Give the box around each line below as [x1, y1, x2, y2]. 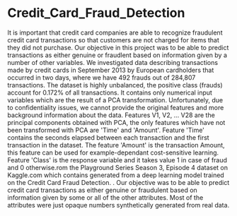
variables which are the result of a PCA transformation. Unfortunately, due [7, 95, 224, 104]
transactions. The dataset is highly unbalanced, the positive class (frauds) [7, 80, 223, 89]
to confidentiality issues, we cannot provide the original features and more [7, 103, 224, 112]
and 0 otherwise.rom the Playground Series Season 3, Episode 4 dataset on [7, 163, 229, 172]
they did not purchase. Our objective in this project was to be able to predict [7, 43, 229, 52]
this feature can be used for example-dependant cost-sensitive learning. [7, 148, 219, 157]
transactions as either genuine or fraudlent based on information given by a [7, 51, 228, 59]
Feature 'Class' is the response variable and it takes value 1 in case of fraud [7, 155, 228, 164]
